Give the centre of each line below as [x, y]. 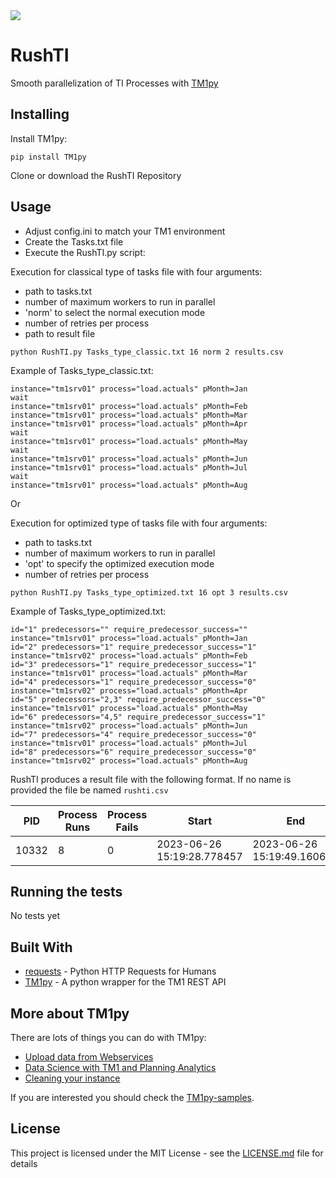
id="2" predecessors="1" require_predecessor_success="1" [133, 647]
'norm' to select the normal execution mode [115, 312]
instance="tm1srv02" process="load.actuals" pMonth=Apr [129, 690]
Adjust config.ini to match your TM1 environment [125, 231]
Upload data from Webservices [89, 1057]
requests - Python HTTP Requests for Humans [120, 971]
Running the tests [66, 891]
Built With [41, 947]
